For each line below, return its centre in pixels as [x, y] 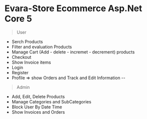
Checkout [21, 57]
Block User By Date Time [37, 107]
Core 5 [18, 19]
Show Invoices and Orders [38, 112]
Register [20, 72]
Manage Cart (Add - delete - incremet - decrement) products [73, 52]
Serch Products [27, 41]
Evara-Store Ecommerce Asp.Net [73, 8]
